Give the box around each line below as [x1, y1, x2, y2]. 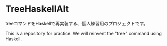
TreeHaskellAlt [5, 3, 69, 15]
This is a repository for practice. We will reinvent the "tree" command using [5, 30, 162, 36]
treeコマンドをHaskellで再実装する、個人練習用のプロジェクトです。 [5, 20, 148, 26]
